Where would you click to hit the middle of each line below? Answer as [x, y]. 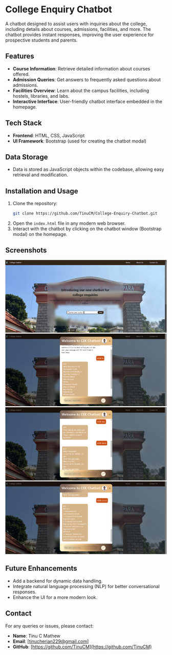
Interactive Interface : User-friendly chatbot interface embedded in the [88, 101]
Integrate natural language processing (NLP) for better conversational [86, 586]
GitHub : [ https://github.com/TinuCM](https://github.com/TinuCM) [82, 647]
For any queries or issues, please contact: [49, 626]
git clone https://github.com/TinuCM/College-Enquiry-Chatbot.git [85, 214]
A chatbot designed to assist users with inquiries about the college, [76, 24]
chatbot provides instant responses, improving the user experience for [80, 34]
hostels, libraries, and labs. [41, 96]
